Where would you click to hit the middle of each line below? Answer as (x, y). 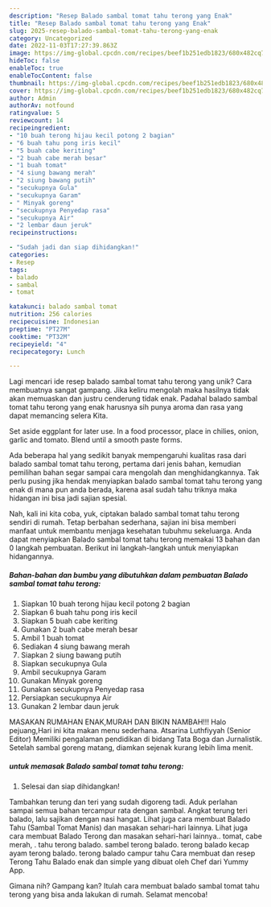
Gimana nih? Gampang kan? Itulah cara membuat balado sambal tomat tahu (134, 886)
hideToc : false (35, 61)
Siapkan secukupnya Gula (64, 664)
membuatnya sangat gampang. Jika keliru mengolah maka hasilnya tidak (129, 390)
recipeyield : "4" (38, 344)
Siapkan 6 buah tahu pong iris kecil (79, 612)
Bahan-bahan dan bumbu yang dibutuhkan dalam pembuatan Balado (129, 575)
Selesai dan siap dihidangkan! (70, 786)
